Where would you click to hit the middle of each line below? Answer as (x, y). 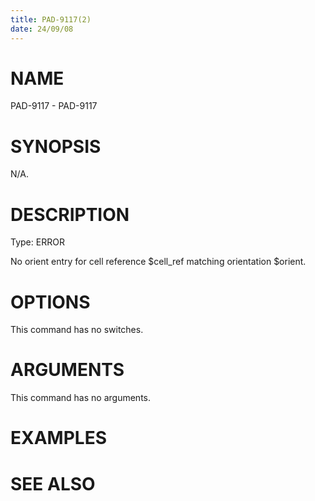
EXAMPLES (58, 438)
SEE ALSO (53, 483)
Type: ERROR (37, 242)
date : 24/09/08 (42, 29)
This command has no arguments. (80, 398)
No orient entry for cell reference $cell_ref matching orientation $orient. (158, 262)
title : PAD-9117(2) (51, 19)
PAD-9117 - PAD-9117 (54, 106)
